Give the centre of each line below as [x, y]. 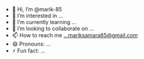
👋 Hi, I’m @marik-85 [37, 9]
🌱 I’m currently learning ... [44, 22]
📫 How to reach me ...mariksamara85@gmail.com [75, 35]
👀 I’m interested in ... [38, 16]
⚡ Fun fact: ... [28, 51]
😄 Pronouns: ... [31, 44]
